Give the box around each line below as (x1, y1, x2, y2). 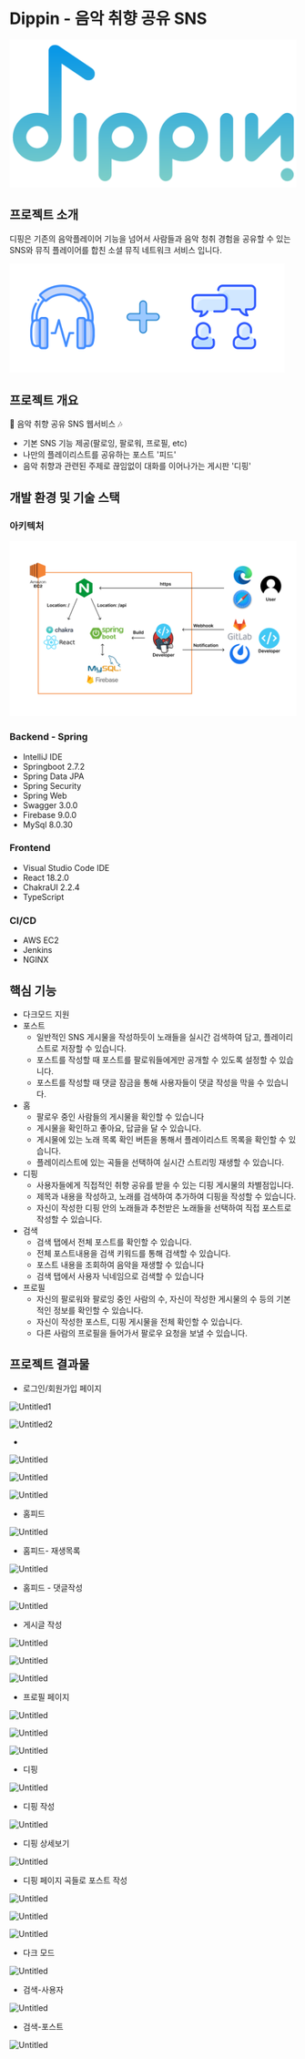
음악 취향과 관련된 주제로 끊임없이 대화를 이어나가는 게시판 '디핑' (22, 461, 252, 472)
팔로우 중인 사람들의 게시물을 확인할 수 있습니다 (36, 1111, 205, 1122)
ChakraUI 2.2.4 (22, 881, 80, 893)
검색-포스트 (22, 2021, 64, 2032)
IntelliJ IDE (22, 751, 63, 762)
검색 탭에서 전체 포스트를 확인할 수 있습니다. (36, 1236, 192, 1247)
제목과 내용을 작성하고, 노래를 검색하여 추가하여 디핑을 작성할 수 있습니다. (36, 1191, 297, 1202)
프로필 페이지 (22, 1691, 70, 1702)
